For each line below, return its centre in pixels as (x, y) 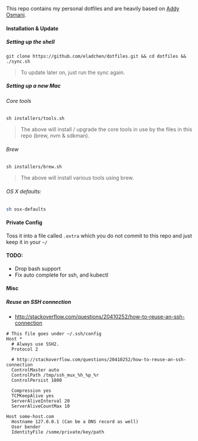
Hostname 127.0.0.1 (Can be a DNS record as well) (75, 422)
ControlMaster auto (35, 370)
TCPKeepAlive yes (33, 396)
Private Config (24, 223)
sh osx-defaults (26, 209)
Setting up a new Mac (33, 86)
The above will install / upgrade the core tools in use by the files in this (106, 129)
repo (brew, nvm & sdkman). (55, 136)
